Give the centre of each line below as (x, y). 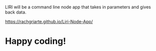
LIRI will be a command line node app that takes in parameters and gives (78, 7)
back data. (16, 12)
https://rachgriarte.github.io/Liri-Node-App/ (49, 22)
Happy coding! (35, 41)
